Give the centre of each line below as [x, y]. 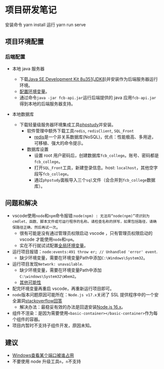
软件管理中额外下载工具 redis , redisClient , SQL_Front [80, 130]
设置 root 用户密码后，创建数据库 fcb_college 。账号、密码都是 [96, 155]
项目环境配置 [24, 42]
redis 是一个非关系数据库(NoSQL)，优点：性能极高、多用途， [95, 137]
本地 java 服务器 [28, 68]
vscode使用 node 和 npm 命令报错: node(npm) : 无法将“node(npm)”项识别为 [81, 216]
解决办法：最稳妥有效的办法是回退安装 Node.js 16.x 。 [72, 307]
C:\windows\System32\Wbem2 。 [49, 277]
